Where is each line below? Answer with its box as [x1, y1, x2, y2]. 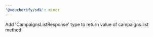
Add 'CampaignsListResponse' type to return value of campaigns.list [5, 21, 148, 27]
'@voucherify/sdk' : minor [5, 7, 60, 13]
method [5, 26, 22, 33]
